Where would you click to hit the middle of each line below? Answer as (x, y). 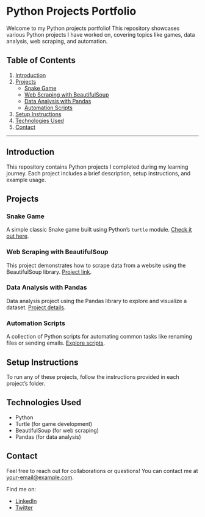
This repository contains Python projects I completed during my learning (97, 167)
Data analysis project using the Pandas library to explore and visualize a (97, 301)
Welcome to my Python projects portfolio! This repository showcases (93, 28)
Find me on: (21, 489)
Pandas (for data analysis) (48, 437)
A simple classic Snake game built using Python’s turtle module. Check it (99, 230)
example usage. (26, 180)
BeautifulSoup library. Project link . (49, 272)
